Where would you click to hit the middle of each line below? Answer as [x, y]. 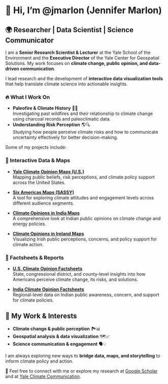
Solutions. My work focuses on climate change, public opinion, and [77, 63]
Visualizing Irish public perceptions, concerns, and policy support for [85, 239]
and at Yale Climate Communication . [43, 376]
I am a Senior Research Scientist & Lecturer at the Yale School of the [78, 52]
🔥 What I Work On [28, 97]
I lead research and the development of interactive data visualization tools [84, 79]
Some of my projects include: [36, 147]
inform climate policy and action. [39, 361]
